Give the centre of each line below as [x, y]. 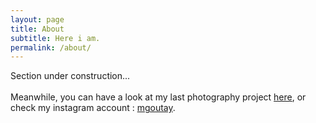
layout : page [37, 19]
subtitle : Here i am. [55, 38]
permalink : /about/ [51, 47]
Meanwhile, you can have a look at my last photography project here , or [158, 97]
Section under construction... [70, 76]
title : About [37, 29]
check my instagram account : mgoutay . [93, 108]
